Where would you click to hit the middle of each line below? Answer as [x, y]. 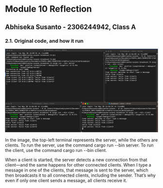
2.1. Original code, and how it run [44, 41]
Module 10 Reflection [49, 9]
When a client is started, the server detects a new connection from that [76, 160]
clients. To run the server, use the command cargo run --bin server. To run [79, 145]
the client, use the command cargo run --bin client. [56, 150]
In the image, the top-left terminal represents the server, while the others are [81, 140]
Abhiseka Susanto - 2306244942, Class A [71, 27]
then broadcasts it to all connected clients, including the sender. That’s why [81, 175]
